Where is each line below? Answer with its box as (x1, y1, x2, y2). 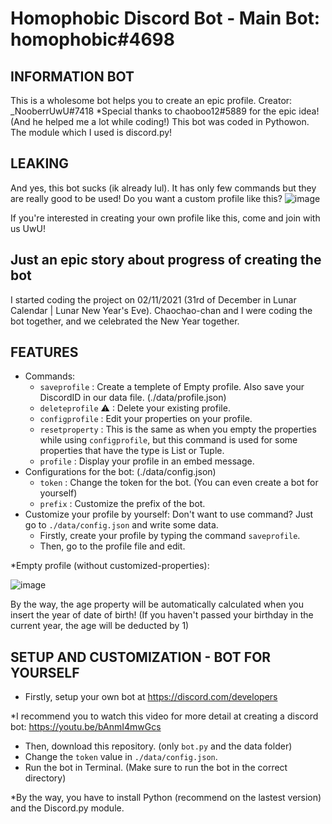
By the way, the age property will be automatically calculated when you (10, 598, 305, 611)
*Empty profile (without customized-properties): (10, 560, 210, 572)
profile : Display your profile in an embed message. (39, 455, 255, 467)
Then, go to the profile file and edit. (39, 540, 186, 552)
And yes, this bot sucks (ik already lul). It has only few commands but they (10, 182, 317, 194)
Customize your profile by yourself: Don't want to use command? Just (24, 508, 314, 521)
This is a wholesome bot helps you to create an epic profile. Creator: (10, 95, 293, 106)
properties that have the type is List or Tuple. (39, 445, 225, 457)
